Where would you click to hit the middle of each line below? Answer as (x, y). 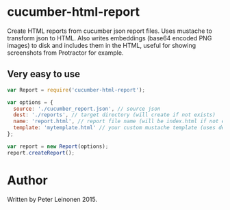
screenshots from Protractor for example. (65, 53)
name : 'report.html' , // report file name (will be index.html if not (116, 121)
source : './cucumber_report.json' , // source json (87, 109)
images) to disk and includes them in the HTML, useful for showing (102, 45)
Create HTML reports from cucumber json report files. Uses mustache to (110, 31)
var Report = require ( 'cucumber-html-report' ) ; (76, 90)
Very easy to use (44, 74)
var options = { (30, 102)
